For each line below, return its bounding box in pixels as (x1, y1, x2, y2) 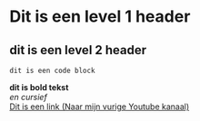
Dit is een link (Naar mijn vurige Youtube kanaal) (9, 101, 190, 112)
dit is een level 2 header (9, 42, 147, 58)
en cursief (9, 92, 47, 102)
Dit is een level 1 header (9, 6, 191, 27)
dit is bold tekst (9, 82, 69, 92)
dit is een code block (9, 66, 95, 75)
